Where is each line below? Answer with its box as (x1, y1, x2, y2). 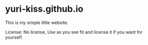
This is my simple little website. (5, 20, 69, 25)
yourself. (5, 34, 23, 40)
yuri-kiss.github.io (5, 3, 84, 15)
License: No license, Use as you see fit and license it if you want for (5, 29, 143, 35)
